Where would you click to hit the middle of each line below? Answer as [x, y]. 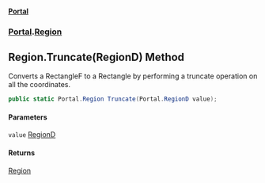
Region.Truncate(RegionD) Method [96, 57]
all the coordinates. [40, 85]
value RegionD [32, 135]
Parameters [28, 117]
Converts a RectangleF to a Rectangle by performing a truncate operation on [133, 76]
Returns [22, 153]
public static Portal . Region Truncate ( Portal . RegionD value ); [113, 99]
